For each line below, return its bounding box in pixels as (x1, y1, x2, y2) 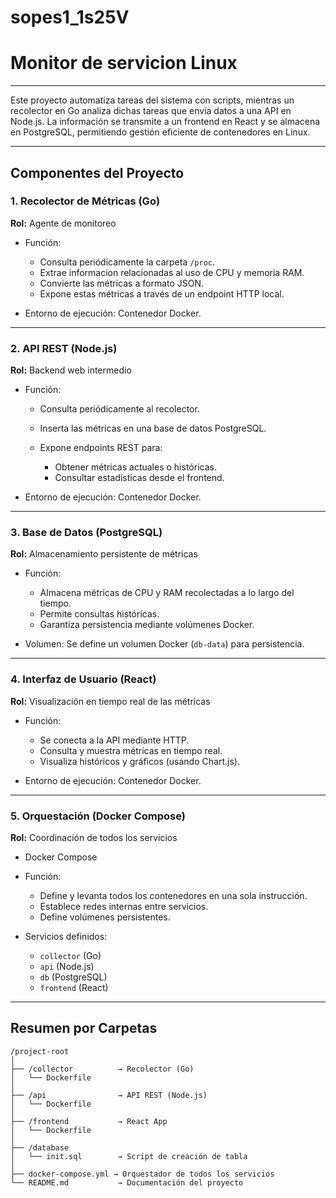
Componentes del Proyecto (10, 164, 185, 181)
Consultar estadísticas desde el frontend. (54, 472, 225, 484)
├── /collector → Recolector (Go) (10, 1064, 195, 1074)
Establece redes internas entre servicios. (39, 901, 209, 912)
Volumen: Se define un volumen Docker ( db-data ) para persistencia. (24, 638, 305, 650)
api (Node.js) (39, 961, 95, 972)
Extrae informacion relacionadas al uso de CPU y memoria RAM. (39, 266, 305, 278)
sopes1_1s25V (10, 6, 130, 29)
